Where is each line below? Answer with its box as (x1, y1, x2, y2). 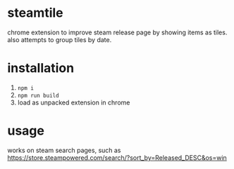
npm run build (17, 92, 59, 99)
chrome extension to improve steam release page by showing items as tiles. (7, 28, 228, 36)
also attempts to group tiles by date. (7, 35, 112, 43)
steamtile (7, 5, 63, 21)
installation (7, 60, 75, 76)
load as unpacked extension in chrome (17, 98, 130, 107)
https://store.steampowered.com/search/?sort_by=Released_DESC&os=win (7, 153, 227, 162)
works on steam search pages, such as (7, 146, 121, 154)
